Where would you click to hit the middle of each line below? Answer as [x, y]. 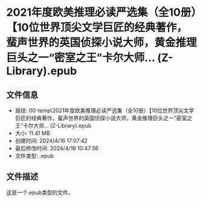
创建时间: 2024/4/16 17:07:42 [51, 141]
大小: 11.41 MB [32, 133]
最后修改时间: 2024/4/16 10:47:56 [57, 148]
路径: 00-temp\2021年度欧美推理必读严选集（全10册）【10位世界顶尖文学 [105, 110]
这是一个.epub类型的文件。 [40, 192]
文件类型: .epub [34, 156]
